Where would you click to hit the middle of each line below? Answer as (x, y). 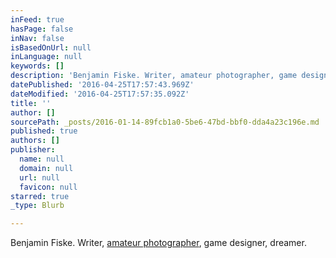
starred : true (40, 196)
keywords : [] (37, 66)
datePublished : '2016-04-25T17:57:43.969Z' (102, 85)
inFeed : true (37, 19)
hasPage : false (42, 29)
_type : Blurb (37, 206)
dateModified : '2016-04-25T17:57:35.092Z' (100, 94)
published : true (44, 131)
